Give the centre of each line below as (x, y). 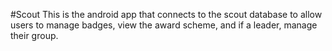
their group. (34, 35)
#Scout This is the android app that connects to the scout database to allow (166, 14)
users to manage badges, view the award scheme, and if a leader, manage (164, 25)
